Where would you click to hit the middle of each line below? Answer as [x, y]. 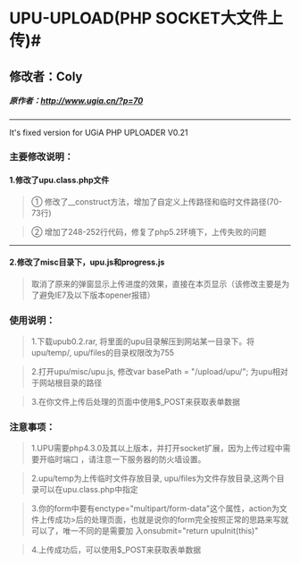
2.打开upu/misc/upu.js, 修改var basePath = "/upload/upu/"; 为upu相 [156, 372]
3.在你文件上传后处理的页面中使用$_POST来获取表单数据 [136, 402]
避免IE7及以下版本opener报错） [97, 295]
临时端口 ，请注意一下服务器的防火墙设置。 [126, 459]
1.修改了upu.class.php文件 [59, 181]
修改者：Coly [46, 76]
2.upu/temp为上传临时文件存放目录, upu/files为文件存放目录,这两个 [154, 478]
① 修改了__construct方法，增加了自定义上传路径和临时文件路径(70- [157, 201]
